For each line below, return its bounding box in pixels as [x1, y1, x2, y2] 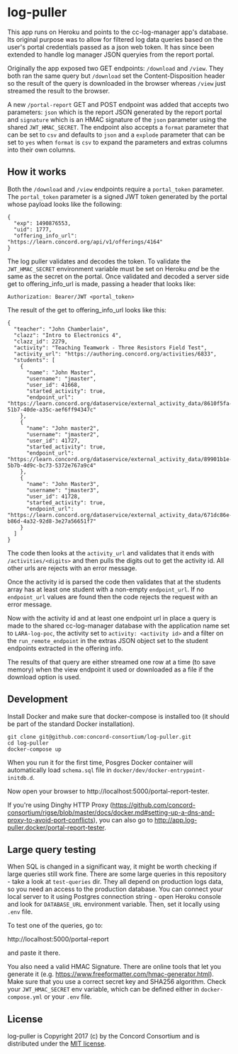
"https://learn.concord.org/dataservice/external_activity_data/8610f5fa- [7, 399, 233, 407]
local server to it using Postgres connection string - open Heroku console [7, 892, 222, 901]
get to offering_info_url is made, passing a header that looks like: [7, 279, 196, 288]
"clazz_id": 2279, [13, 338, 69, 345]
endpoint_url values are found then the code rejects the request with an [7, 592, 218, 601]
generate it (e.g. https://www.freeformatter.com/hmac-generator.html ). [7, 970, 215, 978]
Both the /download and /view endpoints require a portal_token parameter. [7, 185, 225, 193]
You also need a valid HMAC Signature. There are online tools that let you [7, 963, 222, 971]
